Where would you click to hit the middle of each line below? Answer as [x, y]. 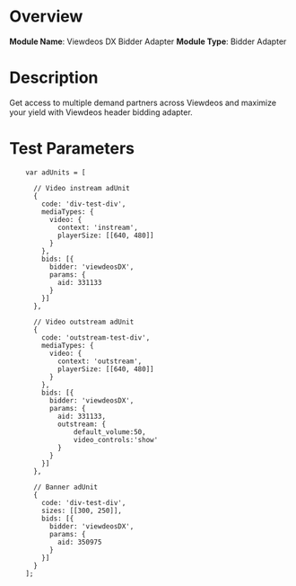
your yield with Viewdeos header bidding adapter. [101, 112]
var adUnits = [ [56, 173]
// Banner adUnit [65, 487]
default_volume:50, [109, 432]
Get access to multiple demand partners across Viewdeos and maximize [143, 102]
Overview [46, 17]
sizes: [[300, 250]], [82, 511]
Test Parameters [72, 149]
